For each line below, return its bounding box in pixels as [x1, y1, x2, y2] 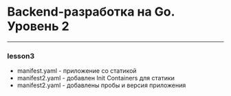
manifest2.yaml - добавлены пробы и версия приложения [16, 81, 186, 89]
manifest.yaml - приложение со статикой [16, 67, 137, 75]
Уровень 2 [7, 18, 70, 34]
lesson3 [7, 51, 35, 61]
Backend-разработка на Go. [7, 4, 175, 20]
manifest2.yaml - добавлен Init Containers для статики [16, 74, 175, 82]
